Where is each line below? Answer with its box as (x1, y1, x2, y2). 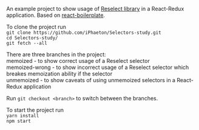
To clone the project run (6, 24, 67, 30)
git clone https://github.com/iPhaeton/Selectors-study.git (6, 30, 162, 36)
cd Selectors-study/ (6, 35, 59, 41)
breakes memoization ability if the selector (6, 70, 113, 77)
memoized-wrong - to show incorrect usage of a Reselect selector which (6, 63, 189, 71)
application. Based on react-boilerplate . (6, 11, 105, 19)
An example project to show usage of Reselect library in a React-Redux (6, 5, 184, 12)
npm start (6, 118, 32, 124)
